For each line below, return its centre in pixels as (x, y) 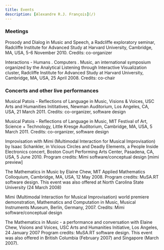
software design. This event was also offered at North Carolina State (74, 182)
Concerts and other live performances (52, 91)
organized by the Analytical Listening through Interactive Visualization (76, 67)
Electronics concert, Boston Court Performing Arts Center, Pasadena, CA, (80, 152)
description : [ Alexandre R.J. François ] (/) (50, 14)
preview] (14, 162)
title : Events (20, 10)
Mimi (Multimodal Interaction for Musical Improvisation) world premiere (77, 197)
